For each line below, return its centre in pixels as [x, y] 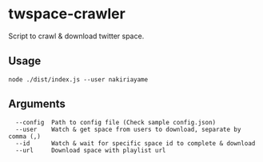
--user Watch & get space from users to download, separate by [128, 129]
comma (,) [25, 136]
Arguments [37, 104]
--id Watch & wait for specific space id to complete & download [135, 143]
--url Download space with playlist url [91, 150]
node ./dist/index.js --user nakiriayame [78, 79]
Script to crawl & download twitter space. [76, 36]
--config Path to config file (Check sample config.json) [116, 122]
